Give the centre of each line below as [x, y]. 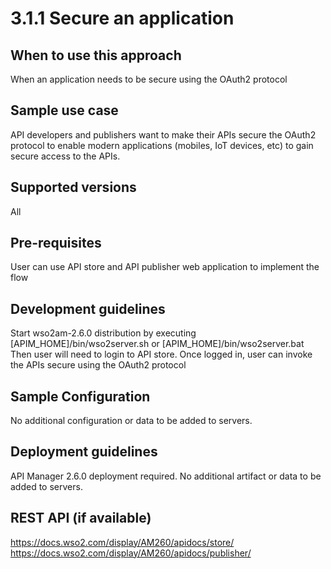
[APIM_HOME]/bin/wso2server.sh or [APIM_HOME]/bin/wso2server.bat [157, 344]
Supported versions [73, 187]
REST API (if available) [81, 518]
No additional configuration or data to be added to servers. [131, 421]
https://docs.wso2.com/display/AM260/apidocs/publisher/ [131, 553]
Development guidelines [88, 308]
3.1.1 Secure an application [122, 18]
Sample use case [64, 110]
